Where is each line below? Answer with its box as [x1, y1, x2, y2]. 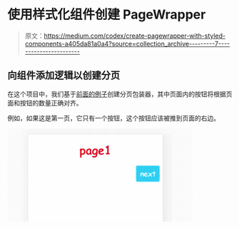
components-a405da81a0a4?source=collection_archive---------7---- [24, 39, 230, 48]
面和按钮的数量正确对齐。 [7, 98, 83, 107]
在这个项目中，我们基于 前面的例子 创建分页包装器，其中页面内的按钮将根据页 [7, 90, 233, 98]
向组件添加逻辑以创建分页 [7, 69, 120, 82]
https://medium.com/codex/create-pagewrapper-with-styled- [44, 31, 226, 40]
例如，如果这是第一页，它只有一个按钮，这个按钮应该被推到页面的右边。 [7, 113, 220, 122]
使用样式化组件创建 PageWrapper [7, 6, 206, 23]
